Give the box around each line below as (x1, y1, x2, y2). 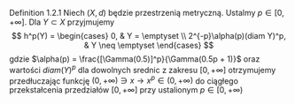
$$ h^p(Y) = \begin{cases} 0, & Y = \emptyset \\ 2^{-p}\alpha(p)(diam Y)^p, (12, 31, 286, 41)
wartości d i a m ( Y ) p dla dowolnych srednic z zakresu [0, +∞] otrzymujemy (9, 63, 276, 75)
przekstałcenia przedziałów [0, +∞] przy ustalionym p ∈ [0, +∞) (9, 85, 244, 95)
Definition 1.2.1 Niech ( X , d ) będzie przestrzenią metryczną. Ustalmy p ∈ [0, (9, 8, 285, 18)
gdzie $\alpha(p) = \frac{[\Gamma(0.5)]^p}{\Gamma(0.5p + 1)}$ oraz (9, 54, 260, 64)
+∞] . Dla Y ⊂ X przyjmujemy (9, 17, 115, 27)
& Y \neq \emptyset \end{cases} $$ (83, 40, 214, 50)
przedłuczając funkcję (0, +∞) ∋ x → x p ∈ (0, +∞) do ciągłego (9, 74, 239, 86)
